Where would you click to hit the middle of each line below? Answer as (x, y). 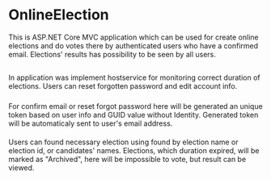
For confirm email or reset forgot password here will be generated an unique (135, 106)
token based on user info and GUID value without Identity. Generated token (133, 115)
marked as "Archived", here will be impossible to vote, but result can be (127, 159)
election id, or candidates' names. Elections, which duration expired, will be (134, 150)
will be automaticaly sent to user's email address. (91, 123)
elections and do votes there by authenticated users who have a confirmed (133, 45)
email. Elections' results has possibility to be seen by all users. (112, 54)
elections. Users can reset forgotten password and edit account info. (123, 86)
